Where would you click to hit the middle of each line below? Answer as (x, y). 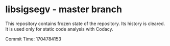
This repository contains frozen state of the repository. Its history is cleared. (85, 24)
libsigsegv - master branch (64, 9)
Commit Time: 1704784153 (33, 39)
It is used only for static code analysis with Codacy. (59, 29)
